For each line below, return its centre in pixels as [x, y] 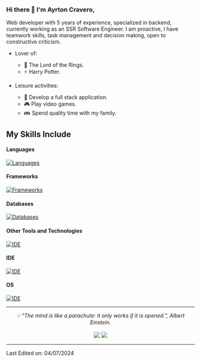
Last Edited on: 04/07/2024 [40, 353]
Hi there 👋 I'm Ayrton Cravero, [51, 10]
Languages [20, 149]
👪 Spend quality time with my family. [70, 113]
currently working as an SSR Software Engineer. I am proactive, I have [92, 29]
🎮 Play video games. [50, 104]
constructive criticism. [33, 42]
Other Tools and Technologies [44, 231]
